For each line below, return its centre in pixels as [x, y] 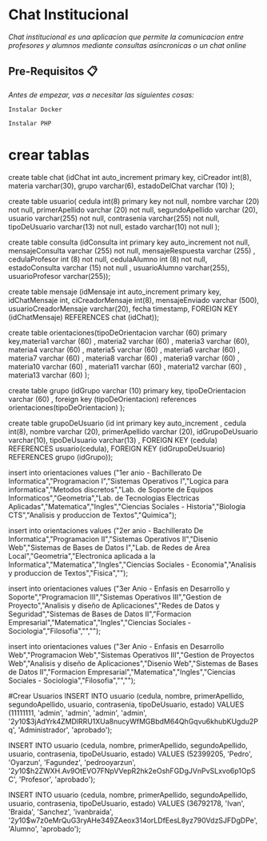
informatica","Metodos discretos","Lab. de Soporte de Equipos [111, 489]
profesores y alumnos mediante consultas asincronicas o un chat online [128, 45]
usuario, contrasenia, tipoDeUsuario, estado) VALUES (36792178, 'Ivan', [127, 803]
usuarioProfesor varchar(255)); [60, 276]
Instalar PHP [30, 123]
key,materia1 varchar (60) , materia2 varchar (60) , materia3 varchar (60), [129, 341]
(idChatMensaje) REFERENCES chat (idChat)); [84, 317]
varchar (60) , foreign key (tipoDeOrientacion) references [103, 399]
